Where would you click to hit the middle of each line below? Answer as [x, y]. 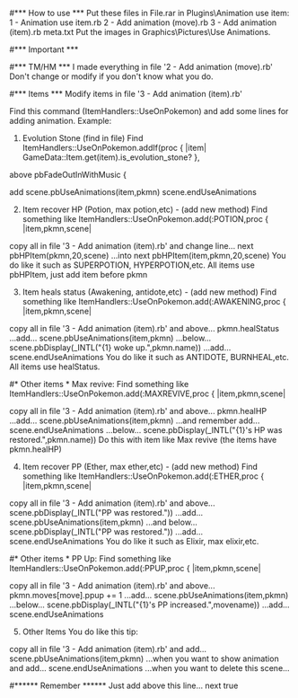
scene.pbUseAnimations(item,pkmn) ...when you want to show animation [145, 658]
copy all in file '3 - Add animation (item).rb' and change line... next [131, 246]
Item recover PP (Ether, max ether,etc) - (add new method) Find [140, 467]
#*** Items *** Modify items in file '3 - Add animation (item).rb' [126, 94]
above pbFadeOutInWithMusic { [68, 175]
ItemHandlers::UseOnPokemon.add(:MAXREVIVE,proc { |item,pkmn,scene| [148, 393]
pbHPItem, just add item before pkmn [79, 274]
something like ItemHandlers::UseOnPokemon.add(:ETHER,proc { [143, 476]
